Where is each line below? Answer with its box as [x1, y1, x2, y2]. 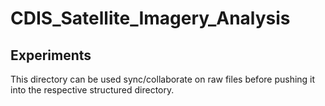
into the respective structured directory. [10, 84, 175, 96]
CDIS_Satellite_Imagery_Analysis [10, 7, 291, 30]
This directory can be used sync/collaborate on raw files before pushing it [10, 73, 316, 85]
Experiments [10, 47, 92, 64]
